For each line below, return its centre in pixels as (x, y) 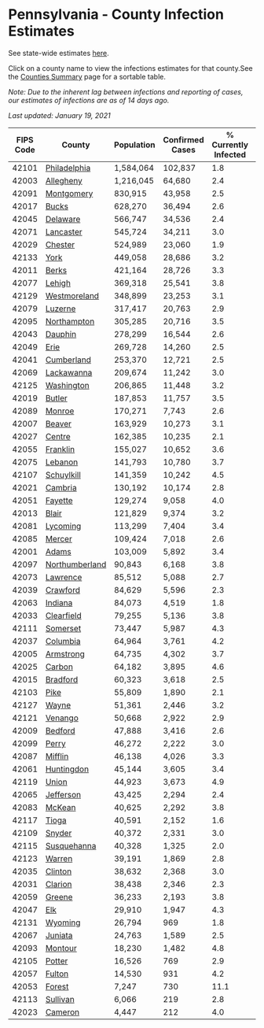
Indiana (59, 602)
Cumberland (68, 360)
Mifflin (57, 756)
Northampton (70, 321)
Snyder (59, 833)
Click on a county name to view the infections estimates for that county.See (130, 68)
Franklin (60, 449)
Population (134, 145)
